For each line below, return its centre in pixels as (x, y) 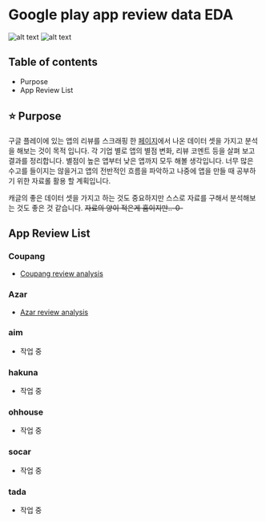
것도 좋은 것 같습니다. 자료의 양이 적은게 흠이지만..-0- (100, 208)
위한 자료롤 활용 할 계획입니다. (64, 180)
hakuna (23, 372)
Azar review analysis (54, 312)
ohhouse (26, 412)
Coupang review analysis (62, 273)
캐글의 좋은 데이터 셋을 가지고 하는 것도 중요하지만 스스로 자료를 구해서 (118, 197)
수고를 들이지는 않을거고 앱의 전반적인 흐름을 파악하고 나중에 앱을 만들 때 (121, 171)
